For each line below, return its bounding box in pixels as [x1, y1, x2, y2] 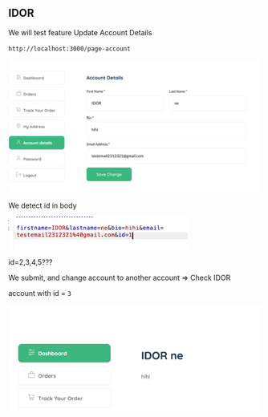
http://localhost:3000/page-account [8, 44, 131, 53]
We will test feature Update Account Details [8, 27, 152, 37]
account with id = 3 [8, 289, 72, 298]
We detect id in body [8, 200, 78, 211]
